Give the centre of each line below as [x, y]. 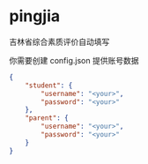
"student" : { [49, 86]
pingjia [35, 16]
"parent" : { [47, 118]
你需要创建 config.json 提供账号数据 [74, 60]
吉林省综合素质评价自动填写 [59, 41]
